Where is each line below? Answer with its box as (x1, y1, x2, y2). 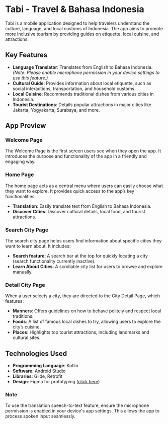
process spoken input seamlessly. (5, 413, 75, 419)
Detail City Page (5, 281, 45, 288)
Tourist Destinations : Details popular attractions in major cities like (12, 102, 152, 108)
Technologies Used (5, 349, 67, 358)
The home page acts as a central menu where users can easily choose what (5, 183, 163, 189)
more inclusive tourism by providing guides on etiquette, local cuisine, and (5, 31, 159, 37)
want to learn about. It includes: (5, 243, 71, 249)
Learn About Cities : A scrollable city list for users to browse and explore (12, 264, 163, 270)
